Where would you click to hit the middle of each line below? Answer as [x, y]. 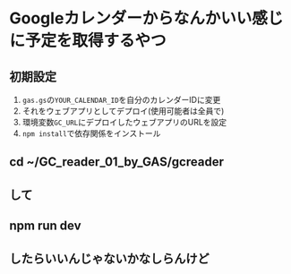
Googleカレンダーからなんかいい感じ [146, 18]
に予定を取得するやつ [88, 41]
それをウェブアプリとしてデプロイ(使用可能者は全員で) [123, 111]
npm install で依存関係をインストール [91, 133]
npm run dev [46, 226]
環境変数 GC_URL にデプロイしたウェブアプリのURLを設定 [124, 122]
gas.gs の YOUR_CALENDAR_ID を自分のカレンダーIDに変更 [121, 100]
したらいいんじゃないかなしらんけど [109, 258]
